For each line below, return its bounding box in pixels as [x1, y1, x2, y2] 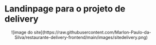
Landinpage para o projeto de [4, 3, 126, 14]
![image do [11, 29, 33, 35]
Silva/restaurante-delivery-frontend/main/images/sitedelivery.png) [15, 34, 148, 40]
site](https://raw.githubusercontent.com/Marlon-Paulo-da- [34, 29, 151, 35]
